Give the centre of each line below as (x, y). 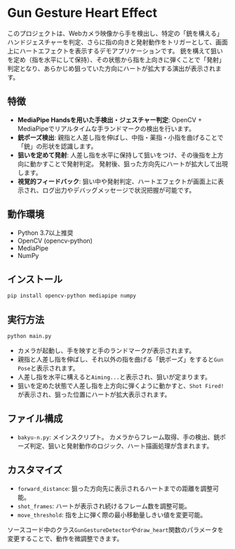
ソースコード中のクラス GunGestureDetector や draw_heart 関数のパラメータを (116, 529)
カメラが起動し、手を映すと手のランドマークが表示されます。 (106, 350)
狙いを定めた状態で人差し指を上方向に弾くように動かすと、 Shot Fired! (121, 385)
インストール (35, 279)
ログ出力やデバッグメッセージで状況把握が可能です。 (119, 190)
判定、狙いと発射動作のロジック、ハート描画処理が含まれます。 (121, 446)
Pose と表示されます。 (48, 368)
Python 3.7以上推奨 (45, 233)
